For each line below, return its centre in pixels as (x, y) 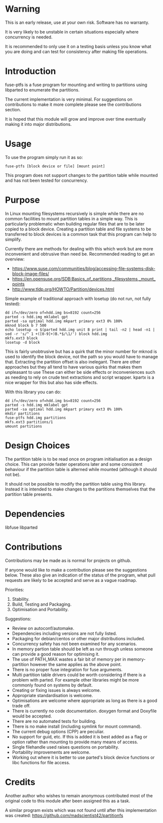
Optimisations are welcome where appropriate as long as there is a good (85, 700)
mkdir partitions (23, 413)
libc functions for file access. (41, 762)
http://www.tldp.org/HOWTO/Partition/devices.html (63, 289)
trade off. (21, 705)
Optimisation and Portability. (40, 609)
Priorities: (15, 590)
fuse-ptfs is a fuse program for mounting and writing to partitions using (76, 85)
